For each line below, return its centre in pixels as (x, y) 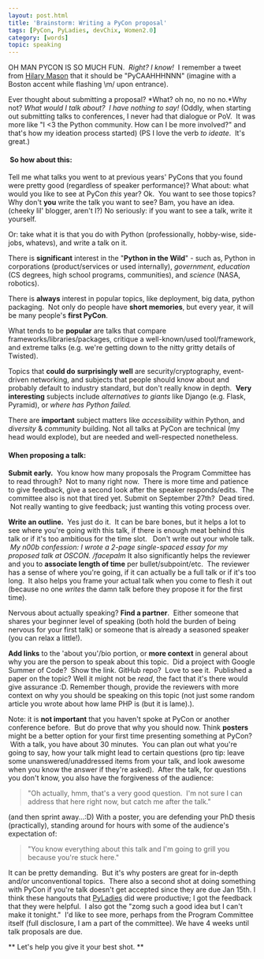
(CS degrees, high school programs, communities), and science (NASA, (125, 275)
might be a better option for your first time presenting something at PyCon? (130, 735)
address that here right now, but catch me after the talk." (119, 801)
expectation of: (33, 833)
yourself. (22, 219)
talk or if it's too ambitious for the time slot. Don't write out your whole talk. (131, 538)
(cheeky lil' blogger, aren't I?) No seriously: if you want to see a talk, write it (130, 211)
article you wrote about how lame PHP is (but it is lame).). (101, 704)
